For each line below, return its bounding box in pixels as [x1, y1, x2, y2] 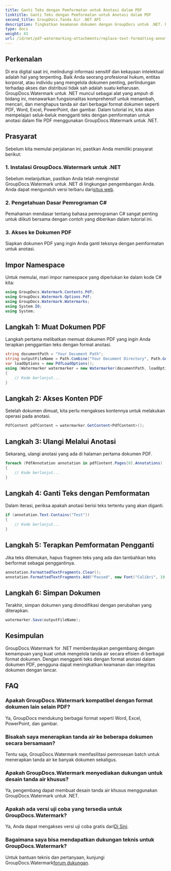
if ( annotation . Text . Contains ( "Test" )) [5, 512, 90, 517]
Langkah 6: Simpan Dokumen [5, 588, 101, 597]
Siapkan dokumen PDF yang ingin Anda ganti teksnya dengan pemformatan [5, 241, 164, 247]
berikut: [5, 151, 22, 157]
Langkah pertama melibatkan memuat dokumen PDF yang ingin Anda [5, 336, 151, 342]
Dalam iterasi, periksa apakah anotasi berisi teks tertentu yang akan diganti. [5, 503, 164, 509]
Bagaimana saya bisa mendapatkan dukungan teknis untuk [5, 836, 155, 843]
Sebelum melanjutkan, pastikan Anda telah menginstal [5, 175, 119, 181]
